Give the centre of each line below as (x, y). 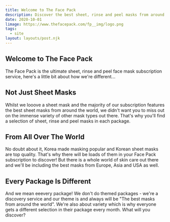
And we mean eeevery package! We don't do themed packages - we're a (82, 194)
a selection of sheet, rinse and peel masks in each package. (68, 121)
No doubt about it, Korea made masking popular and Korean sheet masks (82, 149)
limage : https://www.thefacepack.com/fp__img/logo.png (64, 24)
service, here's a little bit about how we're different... (60, 76)
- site (17, 34)
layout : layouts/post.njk (32, 39)
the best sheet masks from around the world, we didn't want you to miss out (85, 110)
